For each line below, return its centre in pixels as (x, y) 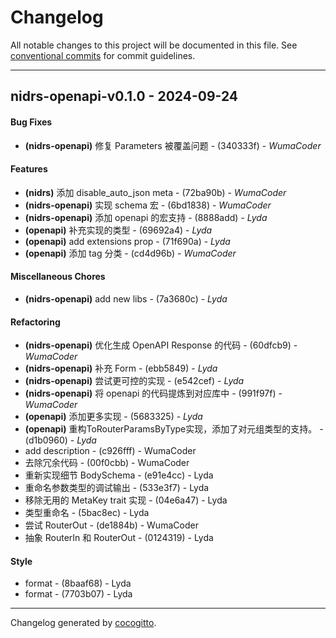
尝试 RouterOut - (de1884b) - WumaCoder (111, 525)
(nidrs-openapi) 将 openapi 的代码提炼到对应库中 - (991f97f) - (153, 393)
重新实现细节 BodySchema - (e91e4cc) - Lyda (119, 475)
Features (29, 169)
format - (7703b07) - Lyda (78, 594)
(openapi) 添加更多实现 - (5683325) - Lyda (113, 417)
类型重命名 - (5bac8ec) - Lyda (87, 513)
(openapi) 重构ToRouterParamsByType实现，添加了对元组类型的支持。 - (174, 429)
